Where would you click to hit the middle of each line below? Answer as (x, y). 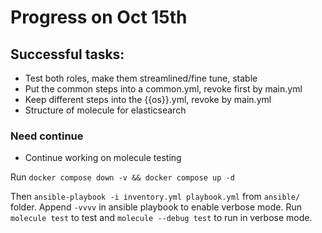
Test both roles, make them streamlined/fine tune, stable (141, 78)
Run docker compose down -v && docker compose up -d (122, 177)
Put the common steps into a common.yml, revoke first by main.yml (163, 89)
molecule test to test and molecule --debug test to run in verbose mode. (161, 218)
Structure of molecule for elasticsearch (105, 110)
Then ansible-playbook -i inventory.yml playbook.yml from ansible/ (155, 197)
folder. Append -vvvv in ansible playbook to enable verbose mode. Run (156, 207)
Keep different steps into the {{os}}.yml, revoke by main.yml (148, 99)
